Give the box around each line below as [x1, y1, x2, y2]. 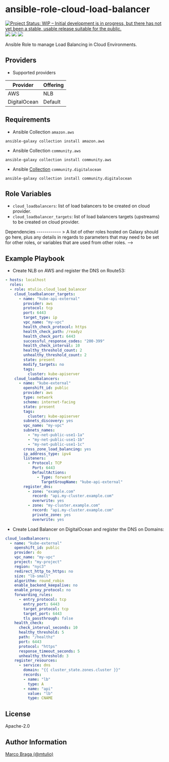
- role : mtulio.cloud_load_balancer [10, 287, 87, 292]
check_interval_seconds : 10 [18, 625, 78, 630]
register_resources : [14, 658, 58, 663]
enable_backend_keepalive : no [14, 583, 78, 588]
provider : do [14, 550, 42, 555]
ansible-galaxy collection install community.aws [5, 157, 112, 162]
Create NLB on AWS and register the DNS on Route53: [12, 268, 126, 274]
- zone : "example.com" [27, 489, 76, 494]
